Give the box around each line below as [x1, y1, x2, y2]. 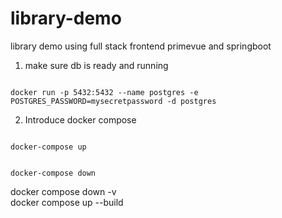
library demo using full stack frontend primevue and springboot [10, 40, 272, 52]
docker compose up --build [10, 196, 124, 208]
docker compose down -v [10, 185, 117, 197]
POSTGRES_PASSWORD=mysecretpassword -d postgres [10, 96, 217, 106]
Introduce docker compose [24, 113, 137, 126]
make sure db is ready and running [24, 59, 169, 71]
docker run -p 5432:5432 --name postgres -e [10, 87, 199, 97]
